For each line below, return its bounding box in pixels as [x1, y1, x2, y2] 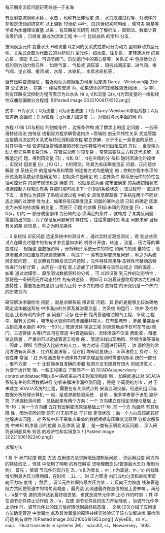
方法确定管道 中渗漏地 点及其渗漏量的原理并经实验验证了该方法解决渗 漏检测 [5, 510, 160, 516]
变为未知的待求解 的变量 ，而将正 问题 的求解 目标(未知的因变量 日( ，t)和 [5, 204, 154, 210]
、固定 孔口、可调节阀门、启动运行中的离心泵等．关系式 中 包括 [14, 56, 144, 62]
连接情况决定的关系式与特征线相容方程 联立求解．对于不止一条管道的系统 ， [5, 137, 159, 142]
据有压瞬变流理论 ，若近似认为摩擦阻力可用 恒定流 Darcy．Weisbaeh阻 [5, 79, 149, 85]
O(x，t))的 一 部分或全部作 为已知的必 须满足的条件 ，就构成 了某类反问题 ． [5, 211, 159, 216]
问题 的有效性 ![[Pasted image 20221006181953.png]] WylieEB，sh [5, 516, 141, 522]
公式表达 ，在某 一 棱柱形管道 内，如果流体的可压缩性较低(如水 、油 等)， [10, 85, 159, 91]
